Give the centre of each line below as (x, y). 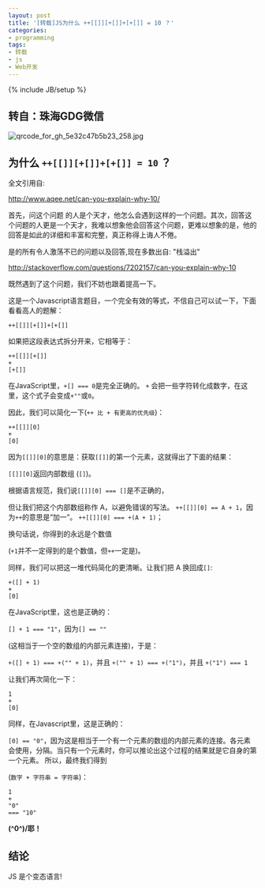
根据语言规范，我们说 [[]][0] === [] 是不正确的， (88, 490)
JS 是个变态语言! (35, 877)
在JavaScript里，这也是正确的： (60, 612)
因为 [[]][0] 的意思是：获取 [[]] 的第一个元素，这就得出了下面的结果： (121, 457)
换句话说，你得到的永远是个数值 (60, 534)
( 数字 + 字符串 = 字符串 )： (49, 777)
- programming (32, 38)
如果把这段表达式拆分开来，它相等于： (70, 342)
